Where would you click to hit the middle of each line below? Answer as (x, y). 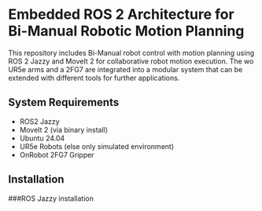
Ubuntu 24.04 (42, 138)
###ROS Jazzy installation (51, 198)
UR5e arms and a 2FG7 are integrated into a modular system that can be (125, 69)
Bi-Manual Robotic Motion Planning (126, 31)
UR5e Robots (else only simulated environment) (97, 146)
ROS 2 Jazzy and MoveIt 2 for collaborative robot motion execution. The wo (131, 61)
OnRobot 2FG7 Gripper (57, 155)
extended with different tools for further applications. (94, 78)
